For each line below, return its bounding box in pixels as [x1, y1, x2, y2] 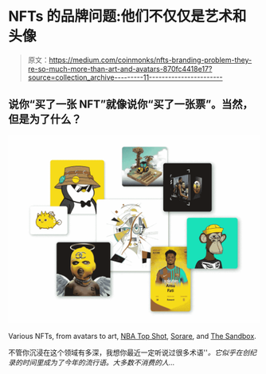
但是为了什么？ [8, 112, 82, 126]
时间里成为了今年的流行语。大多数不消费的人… [22, 357, 175, 367]
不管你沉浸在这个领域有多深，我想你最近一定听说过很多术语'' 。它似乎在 [8, 348, 243, 357]
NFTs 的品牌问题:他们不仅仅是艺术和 [8, 7, 247, 26]
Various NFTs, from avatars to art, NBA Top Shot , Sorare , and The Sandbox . [8, 331, 256, 341]
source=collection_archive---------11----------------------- [27, 73, 223, 82]
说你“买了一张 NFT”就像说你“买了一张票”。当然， [8, 97, 253, 112]
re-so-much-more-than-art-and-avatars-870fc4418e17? [27, 64, 213, 73]
